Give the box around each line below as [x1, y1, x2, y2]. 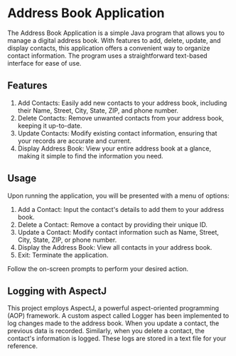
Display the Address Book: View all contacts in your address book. [17, 243, 213, 251]
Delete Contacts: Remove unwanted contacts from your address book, [17, 113, 224, 122]
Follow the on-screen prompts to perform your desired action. [7, 264, 189, 273]
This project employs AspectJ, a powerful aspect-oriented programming [7, 304, 219, 312]
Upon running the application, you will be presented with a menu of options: [7, 191, 230, 200]
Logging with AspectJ [7, 285, 107, 297]
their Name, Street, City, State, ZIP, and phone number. [17, 106, 179, 115]
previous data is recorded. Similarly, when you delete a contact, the [7, 327, 205, 335]
